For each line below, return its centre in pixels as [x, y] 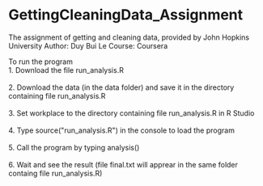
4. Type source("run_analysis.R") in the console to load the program [121, 130]
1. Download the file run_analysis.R [66, 70]
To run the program [40, 61]
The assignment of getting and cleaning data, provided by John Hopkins [129, 37]
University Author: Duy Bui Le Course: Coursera [88, 45]
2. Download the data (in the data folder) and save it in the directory [121, 87]
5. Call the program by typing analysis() [74, 147]
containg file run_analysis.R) [55, 173]
